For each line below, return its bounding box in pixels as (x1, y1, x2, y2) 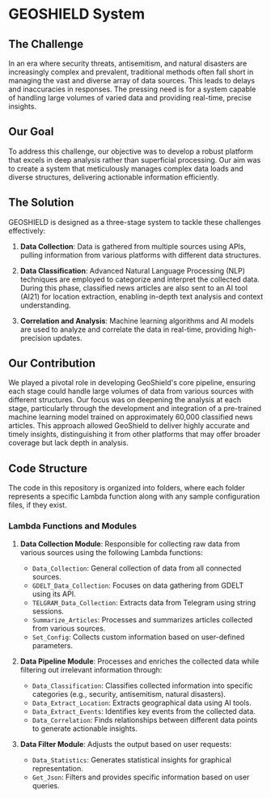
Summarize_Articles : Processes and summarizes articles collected (32, 614, 253, 624)
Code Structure (8, 461, 87, 475)
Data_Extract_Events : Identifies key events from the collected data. (32, 706, 256, 716)
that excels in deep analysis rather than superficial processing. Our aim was (8, 155, 261, 164)
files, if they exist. (8, 500, 67, 510)
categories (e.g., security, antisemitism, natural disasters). (32, 689, 227, 698)
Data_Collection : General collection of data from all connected (32, 563, 242, 573)
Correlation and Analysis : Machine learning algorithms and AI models (19, 316, 255, 325)
